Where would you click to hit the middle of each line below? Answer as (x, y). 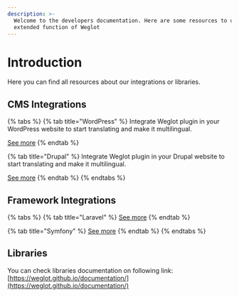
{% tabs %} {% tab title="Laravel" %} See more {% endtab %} (99, 217)
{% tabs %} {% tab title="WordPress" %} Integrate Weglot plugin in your (113, 121)
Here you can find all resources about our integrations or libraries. (104, 82)
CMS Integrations (47, 104)
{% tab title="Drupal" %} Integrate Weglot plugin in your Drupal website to (116, 156)
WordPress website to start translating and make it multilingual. (100, 129)
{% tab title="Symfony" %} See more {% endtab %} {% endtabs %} (107, 231)
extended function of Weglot (57, 27)
